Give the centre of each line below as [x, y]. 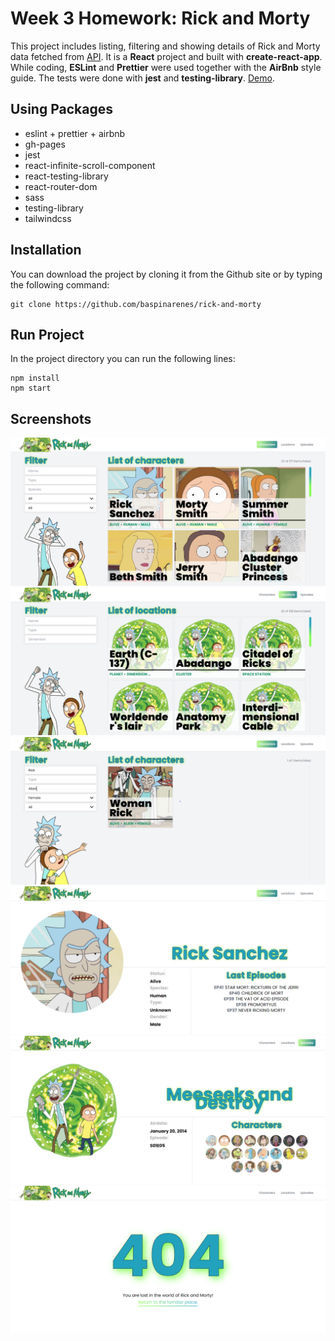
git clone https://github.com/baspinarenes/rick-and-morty [136, 304]
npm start [31, 388]
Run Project [47, 334]
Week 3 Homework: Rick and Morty [160, 18]
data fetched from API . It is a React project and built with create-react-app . [166, 56]
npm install [35, 378]
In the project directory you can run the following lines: [123, 359]
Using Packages [61, 109]
